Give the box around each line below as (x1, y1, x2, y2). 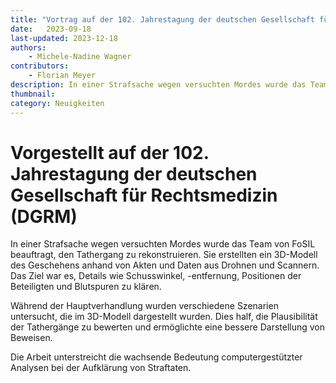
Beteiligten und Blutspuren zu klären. (10, 281, 162, 293)
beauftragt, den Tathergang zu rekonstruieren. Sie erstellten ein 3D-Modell (10, 249, 318, 261)
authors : (10, 42, 47, 53)
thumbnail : (10, 89, 56, 99)
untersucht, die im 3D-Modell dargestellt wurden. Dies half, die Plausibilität (10, 311, 318, 323)
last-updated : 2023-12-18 (10, 33, 118, 43)
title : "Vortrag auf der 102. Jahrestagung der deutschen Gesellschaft (10, 14, 315, 25)
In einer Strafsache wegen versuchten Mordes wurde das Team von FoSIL (10, 238, 316, 250)
